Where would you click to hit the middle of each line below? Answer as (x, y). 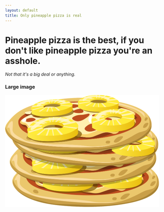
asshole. (23, 61)
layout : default (21, 10)
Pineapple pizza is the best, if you (75, 40)
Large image (20, 87)
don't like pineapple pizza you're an (79, 50)
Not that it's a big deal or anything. (40, 74)
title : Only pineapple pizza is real (43, 15)
